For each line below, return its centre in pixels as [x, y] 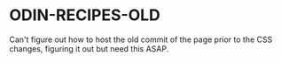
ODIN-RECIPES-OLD [85, 15]
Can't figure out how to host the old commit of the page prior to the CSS [141, 39]
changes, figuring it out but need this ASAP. [89, 48]
